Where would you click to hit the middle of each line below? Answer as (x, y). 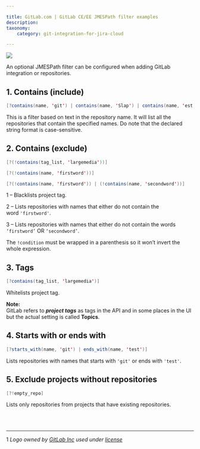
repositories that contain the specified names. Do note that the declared (94, 123)
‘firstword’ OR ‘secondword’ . (43, 231)
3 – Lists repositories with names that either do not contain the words (91, 225)
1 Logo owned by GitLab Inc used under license (65, 439)
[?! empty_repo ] (25, 393)
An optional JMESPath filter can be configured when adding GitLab (88, 67)
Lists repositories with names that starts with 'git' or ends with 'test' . (94, 361)
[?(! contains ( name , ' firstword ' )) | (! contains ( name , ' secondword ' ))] (96, 184)
